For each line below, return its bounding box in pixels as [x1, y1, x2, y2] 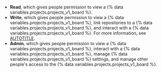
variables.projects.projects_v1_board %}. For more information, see [9, 30, 147, 36]
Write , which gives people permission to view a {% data [9, 15, 124, 20]
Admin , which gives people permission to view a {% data [9, 41, 126, 46]
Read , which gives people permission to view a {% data [9, 4, 123, 10]
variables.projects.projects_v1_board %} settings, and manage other [9, 56, 148, 62]
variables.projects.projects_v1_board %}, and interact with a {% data [9, 25, 149, 31]
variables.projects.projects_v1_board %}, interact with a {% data [9, 46, 140, 51]
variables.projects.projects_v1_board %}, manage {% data [9, 51, 127, 57]
